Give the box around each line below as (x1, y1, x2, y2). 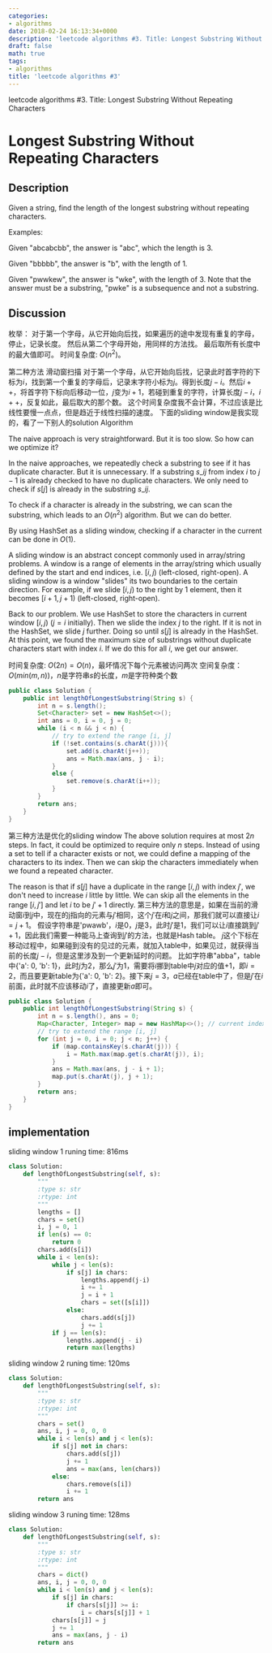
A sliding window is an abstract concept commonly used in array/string (8, 550, 245, 560)
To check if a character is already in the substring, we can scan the (8, 500, 232, 510)
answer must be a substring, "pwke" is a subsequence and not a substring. (8, 283, 259, 292)
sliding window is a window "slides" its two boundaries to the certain (8, 576, 238, 586)
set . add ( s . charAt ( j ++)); (66, 746, 151, 755)
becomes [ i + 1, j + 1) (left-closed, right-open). (8, 593, 160, 603)
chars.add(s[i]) (37, 1246, 92, 1254)
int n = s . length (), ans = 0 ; (37, 1012, 139, 1020)
